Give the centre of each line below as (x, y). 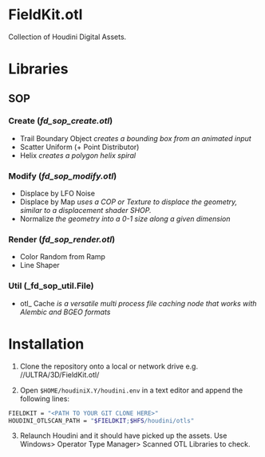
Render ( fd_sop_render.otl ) (62, 239)
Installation (46, 344)
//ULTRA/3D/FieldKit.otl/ (59, 374)
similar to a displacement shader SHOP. (85, 211)
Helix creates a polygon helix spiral (78, 155)
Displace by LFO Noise (57, 194)
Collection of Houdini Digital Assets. (67, 37)
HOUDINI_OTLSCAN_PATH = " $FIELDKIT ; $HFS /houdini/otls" (101, 420)
